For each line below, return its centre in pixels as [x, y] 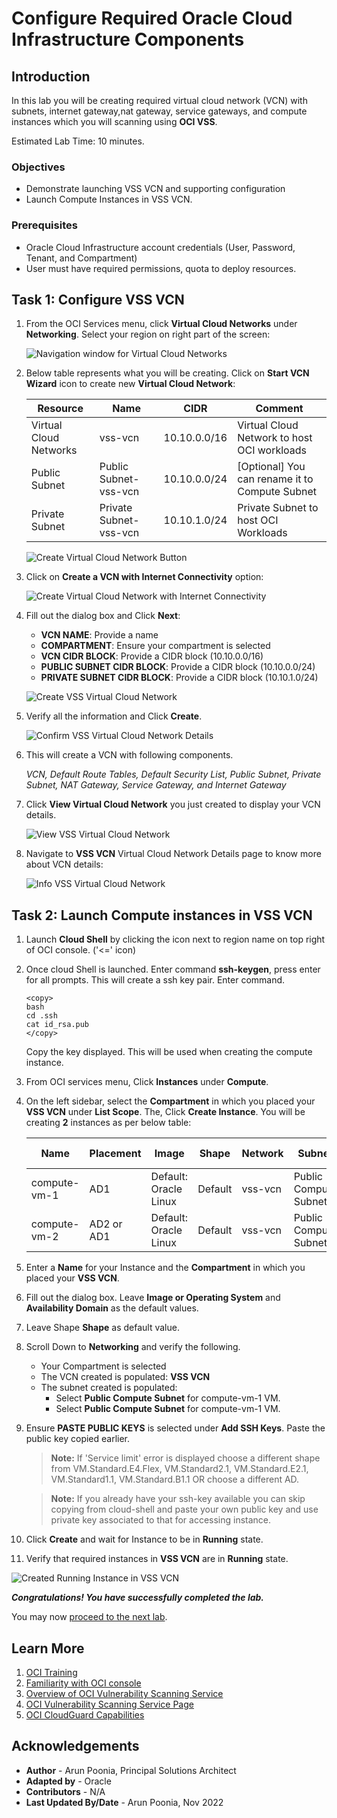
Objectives [38, 167]
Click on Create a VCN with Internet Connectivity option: [144, 577]
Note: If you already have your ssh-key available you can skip [178, 1499]
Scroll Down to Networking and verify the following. [133, 1347]
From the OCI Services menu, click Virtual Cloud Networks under [161, 324]
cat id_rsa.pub [57, 1025]
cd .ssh [41, 1016]
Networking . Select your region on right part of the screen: [148, 334]
